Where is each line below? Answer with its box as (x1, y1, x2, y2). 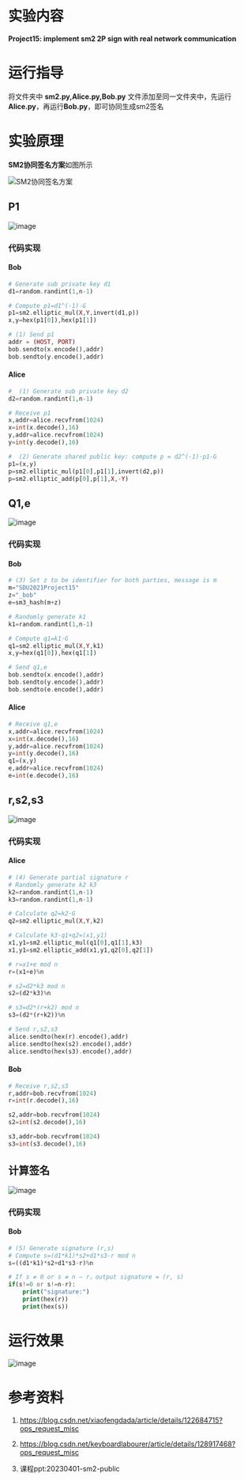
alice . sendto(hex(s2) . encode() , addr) (8, 1040, 133, 1048)
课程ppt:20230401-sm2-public (19, 1464, 120, 1473)
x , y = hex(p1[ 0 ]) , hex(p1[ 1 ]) (8, 316, 97, 324)
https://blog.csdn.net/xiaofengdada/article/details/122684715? (19, 1415, 223, 1425)
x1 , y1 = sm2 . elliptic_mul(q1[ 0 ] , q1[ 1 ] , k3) (8, 939, 144, 947)
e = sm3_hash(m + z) (8, 599, 62, 607)
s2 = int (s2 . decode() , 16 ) (8, 1119, 87, 1127)
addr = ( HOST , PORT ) (8, 338, 77, 346)
